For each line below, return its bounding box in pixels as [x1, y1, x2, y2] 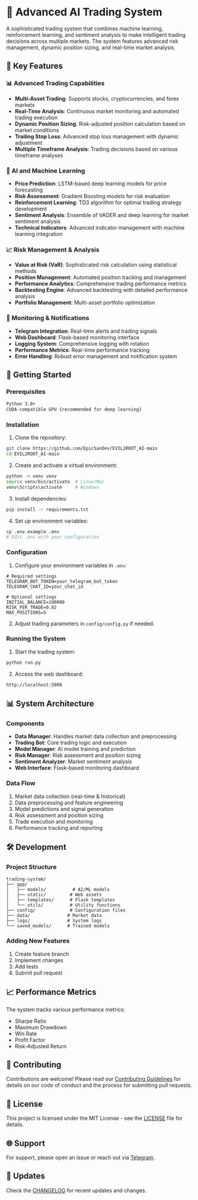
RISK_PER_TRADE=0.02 [6, 604, 58, 610]
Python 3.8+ [6, 401, 36, 407]
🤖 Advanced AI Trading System [6, 5, 162, 19]
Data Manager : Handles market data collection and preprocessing [14, 733, 177, 740]
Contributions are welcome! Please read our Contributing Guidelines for [6, 1075, 181, 1083]
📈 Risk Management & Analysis [6, 246, 100, 254]
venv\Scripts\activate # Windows [6, 484, 100, 490]
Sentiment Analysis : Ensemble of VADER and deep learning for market [14, 211, 189, 218]
